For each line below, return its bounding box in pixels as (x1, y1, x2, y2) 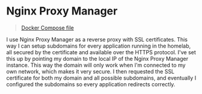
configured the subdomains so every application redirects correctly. (6, 80, 175, 88)
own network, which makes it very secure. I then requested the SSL (6, 67, 175, 75)
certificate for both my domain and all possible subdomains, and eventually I (6, 74, 197, 81)
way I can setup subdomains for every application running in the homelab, (6, 42, 191, 49)
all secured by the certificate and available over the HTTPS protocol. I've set (6, 48, 197, 55)
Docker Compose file (21, 24, 74, 31)
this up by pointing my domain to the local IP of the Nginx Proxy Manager (6, 55, 189, 62)
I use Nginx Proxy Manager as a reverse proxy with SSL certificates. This (6, 36, 188, 43)
